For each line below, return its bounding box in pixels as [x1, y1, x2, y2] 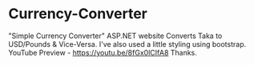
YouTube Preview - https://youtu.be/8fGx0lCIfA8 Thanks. [8, 48, 198, 57]
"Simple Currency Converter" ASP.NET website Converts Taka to [8, 31, 223, 40]
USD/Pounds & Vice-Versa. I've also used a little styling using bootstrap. [8, 39, 247, 48]
